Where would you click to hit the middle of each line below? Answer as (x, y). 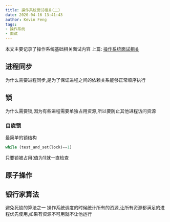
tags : (11, 24)
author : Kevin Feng (26, 19)
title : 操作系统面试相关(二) (33, 10)
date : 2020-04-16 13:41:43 (34, 15)
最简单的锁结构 (21, 137)
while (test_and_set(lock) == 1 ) (39, 147)
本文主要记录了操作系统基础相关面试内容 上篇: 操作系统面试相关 (72, 49)
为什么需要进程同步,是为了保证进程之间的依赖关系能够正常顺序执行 (76, 80)
